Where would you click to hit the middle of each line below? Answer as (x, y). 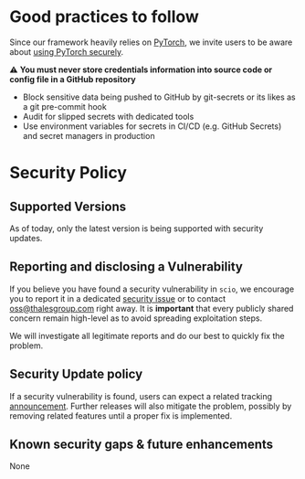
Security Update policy (76, 374)
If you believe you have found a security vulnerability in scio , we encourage (152, 289)
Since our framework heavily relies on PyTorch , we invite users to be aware (151, 42)
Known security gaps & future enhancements (142, 444)
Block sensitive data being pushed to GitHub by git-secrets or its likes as (159, 97)
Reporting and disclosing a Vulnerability (126, 267)
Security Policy (68, 173)
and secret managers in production (89, 135)
